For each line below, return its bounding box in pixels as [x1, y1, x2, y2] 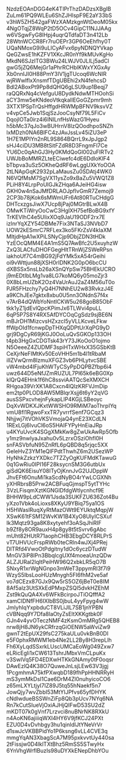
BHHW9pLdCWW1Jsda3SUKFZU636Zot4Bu [6, 493, 119, 500]
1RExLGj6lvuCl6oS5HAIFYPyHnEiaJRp [6, 422, 103, 429]
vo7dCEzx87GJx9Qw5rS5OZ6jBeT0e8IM [6, 578, 109, 585]
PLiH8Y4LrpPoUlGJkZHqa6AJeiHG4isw [6, 181, 107, 188]
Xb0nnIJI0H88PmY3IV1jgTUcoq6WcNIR [6, 70, 107, 77]
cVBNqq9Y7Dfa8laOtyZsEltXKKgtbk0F [6, 611, 103, 617]
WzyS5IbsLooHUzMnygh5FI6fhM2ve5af [6, 571, 108, 578]
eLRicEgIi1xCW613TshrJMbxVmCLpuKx [6, 649, 106, 657]
